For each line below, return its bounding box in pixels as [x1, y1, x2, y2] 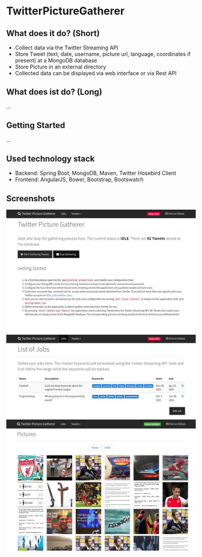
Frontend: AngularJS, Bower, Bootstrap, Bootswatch [14, 176, 144, 183]
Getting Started [6, 120, 66, 130]
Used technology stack [6, 154, 95, 164]
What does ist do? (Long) [6, 87, 102, 97]
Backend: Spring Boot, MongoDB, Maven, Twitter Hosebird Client [14, 169, 176, 177]
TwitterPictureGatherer [6, 4, 125, 18]
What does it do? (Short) [6, 28, 100, 38]
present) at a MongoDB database [14, 57, 97, 64]
